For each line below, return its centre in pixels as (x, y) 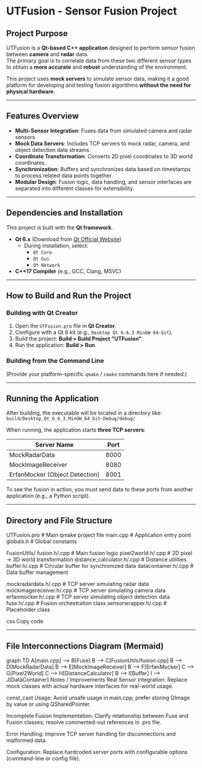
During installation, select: (56, 245)
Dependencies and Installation (65, 213)
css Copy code (25, 622)
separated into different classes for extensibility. (75, 188)
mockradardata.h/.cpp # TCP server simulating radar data (78, 584)
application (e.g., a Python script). (48, 496)
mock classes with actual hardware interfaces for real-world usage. (90, 686)
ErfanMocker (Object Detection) (55, 474)
